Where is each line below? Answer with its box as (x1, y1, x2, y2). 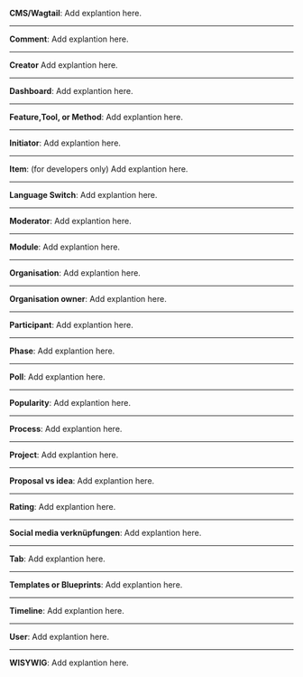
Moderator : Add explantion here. (9, 216, 133, 226)
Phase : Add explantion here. (9, 345, 115, 356)
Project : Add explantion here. (9, 449, 119, 460)
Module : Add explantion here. (9, 241, 120, 252)
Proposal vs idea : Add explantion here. (9, 475, 155, 486)
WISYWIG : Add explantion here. (9, 657, 129, 668)
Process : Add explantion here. (9, 424, 123, 434)
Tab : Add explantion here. (9, 553, 106, 564)
